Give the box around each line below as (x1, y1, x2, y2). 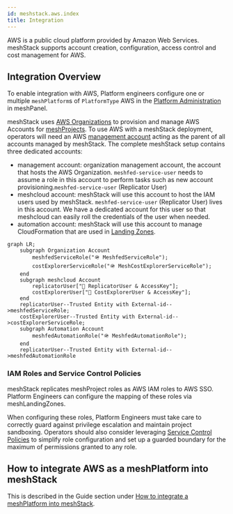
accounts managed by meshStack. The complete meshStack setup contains (7, 140, 225, 149)
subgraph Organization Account (19, 247, 111, 255)
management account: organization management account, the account (17, 161, 221, 169)
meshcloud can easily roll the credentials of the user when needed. (17, 213, 211, 221)
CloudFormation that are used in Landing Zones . (17, 227, 156, 236)
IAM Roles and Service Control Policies (7, 369, 141, 379)
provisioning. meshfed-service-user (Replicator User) (17, 183, 168, 192)
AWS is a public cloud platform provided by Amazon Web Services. (7, 36, 200, 44)
